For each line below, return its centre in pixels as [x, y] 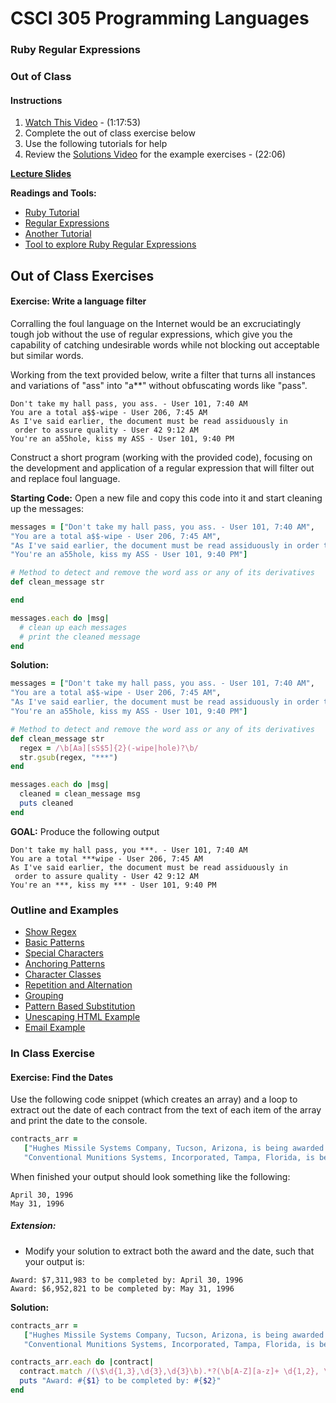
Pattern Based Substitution [80, 1006]
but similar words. [47, 355]
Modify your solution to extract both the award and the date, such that [169, 1251]
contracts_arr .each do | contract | [82, 1362]
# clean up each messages [73, 627]
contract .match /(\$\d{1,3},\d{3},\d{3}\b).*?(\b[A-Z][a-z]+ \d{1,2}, [169, 1372]
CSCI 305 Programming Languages [160, 18]
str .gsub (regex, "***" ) [68, 757]
